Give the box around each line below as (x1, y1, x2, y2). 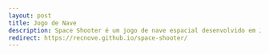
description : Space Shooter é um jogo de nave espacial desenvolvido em (8, 26, 256, 34)
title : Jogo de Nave (8, 19, 78, 27)
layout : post (8, 11, 52, 20)
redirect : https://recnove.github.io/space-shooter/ (8, 33, 188, 42)
